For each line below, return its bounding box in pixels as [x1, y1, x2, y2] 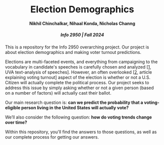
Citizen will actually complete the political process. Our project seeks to [5, 80, 149, 86]
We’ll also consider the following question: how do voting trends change [5, 114, 152, 120]
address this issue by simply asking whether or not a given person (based [5, 85, 154, 91]
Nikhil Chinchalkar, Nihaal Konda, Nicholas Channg [29, 21, 136, 26]
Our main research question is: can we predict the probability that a [5, 99, 143, 105]
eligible [5, 105, 21, 111]
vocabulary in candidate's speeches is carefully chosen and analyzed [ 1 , [5, 64, 152, 70]
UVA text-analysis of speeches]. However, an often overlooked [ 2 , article [5, 69, 152, 75]
